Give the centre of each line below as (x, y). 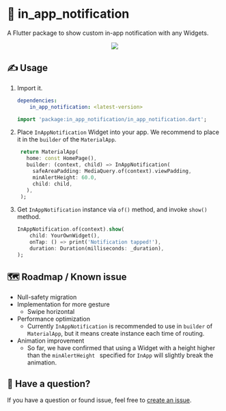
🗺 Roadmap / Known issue (67, 277)
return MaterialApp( (49, 152)
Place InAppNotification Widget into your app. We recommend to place (118, 132)
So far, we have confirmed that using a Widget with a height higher (121, 347)
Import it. (30, 88)
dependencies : (37, 101)
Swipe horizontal (51, 311)
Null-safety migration (47, 297)
